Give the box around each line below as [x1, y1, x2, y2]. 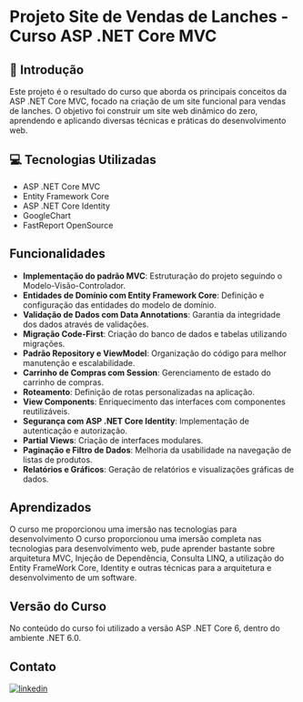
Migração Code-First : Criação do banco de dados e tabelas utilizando [22, 328, 288, 339]
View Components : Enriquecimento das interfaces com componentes [22, 396, 287, 407]
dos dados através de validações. [22, 319, 149, 330]
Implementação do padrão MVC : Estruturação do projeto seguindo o [22, 270, 283, 281]
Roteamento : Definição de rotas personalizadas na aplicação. [22, 386, 255, 397]
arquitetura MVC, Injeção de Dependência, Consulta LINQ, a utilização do [9, 553, 285, 564]
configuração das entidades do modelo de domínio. [22, 299, 217, 310]
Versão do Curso [9, 598, 107, 614]
